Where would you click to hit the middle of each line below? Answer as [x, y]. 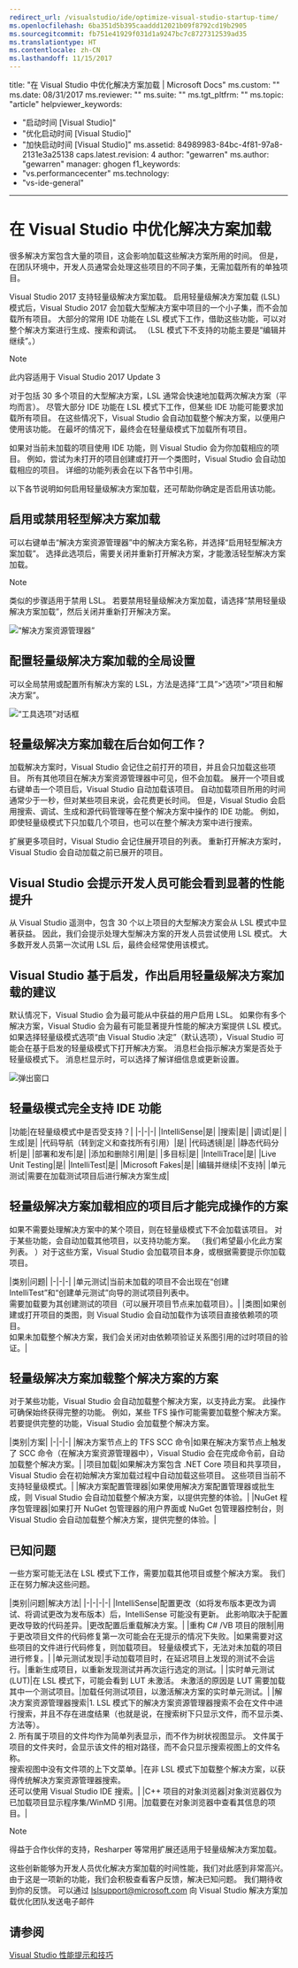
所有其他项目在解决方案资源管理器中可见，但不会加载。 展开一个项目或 [155, 778]
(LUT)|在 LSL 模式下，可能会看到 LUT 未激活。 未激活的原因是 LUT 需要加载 [147, 1681]
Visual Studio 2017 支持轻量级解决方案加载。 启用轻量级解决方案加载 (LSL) [145, 297]
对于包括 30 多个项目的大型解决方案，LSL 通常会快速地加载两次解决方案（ [145, 396]
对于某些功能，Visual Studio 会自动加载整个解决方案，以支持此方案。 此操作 [147, 1401]
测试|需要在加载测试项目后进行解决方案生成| [89, 1176]
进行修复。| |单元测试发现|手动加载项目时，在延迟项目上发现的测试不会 [138, 1659]
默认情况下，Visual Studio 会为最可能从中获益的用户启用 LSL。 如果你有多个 [148, 1015]
